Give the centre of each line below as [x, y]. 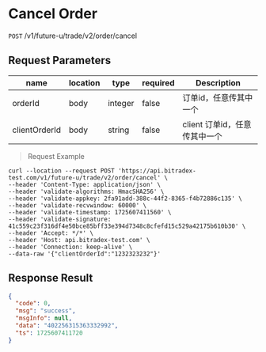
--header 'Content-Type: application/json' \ [84, 184]
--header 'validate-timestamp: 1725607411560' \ [90, 212]
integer [121, 103]
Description [218, 82]
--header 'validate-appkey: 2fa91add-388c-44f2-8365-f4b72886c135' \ [125, 199]
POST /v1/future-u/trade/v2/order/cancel [72, 36]
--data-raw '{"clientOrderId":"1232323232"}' [84, 254]
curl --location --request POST [61, 171]
